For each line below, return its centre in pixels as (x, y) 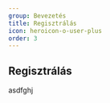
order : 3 (23, 38)
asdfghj (21, 90)
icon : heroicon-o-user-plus (55, 31)
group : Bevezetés (37, 16)
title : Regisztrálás (43, 23)
